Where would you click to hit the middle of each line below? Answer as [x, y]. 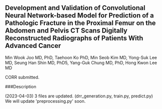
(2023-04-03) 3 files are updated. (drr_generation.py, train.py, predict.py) [79, 96]
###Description [21, 86]
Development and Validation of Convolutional [75, 8]
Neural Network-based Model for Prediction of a [80, 16]
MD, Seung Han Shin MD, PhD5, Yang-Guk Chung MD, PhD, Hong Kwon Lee [81, 62]
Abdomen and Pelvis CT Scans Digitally [66, 31]
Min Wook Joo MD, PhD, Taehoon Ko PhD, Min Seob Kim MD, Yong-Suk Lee [81, 57]
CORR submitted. [22, 77]
